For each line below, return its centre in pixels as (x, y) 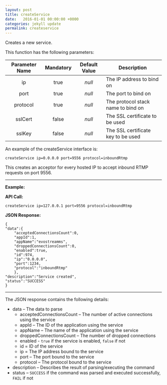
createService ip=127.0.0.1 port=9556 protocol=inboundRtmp (69, 206)
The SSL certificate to (131, 116)
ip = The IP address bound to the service (61, 352)
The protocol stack (128, 102)
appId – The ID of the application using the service (71, 325)
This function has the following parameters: (50, 52)
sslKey (24, 134)
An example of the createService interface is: (51, 149)
